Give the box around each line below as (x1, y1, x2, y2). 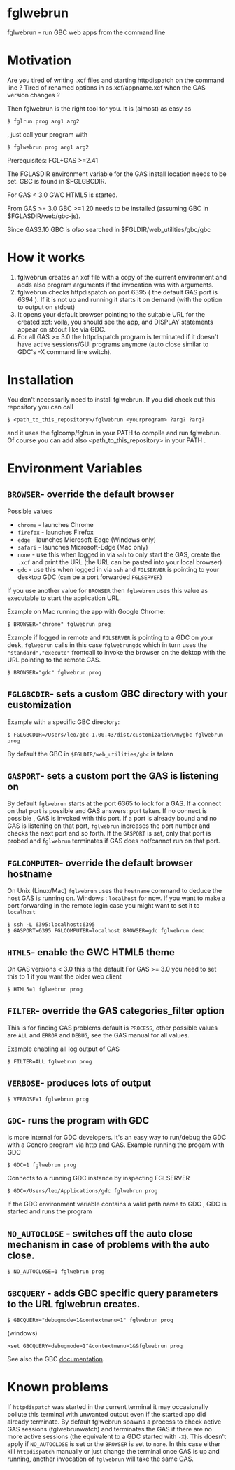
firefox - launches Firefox (17, 528, 94, 536)
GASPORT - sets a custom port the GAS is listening (7, 770, 219, 782)
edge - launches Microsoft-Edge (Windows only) (17, 535, 156, 544)
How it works (7, 250, 85, 266)
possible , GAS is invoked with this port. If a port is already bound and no (7, 815, 217, 823)
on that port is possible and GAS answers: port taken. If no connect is (7, 807, 208, 815)
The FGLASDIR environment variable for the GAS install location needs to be (7, 170, 227, 178)
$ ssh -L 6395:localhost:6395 (7, 921, 96, 928)
